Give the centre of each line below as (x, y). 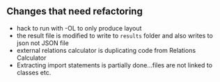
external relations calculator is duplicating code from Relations (106, 50)
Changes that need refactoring (75, 11)
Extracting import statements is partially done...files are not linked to (115, 65)
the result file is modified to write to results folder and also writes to (115, 35)
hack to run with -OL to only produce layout (79, 28)
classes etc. (34, 72)
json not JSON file (42, 43)
